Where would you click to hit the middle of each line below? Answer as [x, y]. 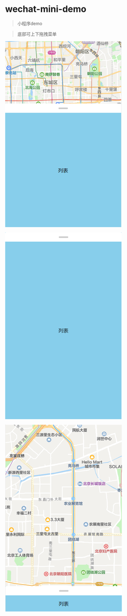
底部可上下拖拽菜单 [37, 34]
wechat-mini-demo [46, 9]
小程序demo [30, 23]
